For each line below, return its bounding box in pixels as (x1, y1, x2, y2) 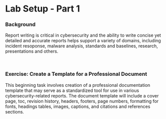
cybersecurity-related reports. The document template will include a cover (5, 92, 159, 98)
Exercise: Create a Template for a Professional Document (5, 71, 147, 78)
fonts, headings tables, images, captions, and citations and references (5, 103, 150, 109)
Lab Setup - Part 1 (5, 3, 80, 15)
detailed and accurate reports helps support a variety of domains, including (5, 38, 161, 44)
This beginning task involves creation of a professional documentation (5, 82, 150, 88)
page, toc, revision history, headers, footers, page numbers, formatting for (5, 98, 159, 104)
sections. (5, 108, 24, 114)
